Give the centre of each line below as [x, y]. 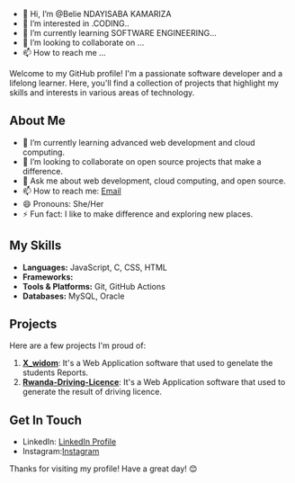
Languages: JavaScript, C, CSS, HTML [95, 267]
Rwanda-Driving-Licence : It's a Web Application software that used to [154, 382]
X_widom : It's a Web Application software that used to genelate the [147, 363]
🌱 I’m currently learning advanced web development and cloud [139, 142]
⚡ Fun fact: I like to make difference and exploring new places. [138, 214]
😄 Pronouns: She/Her [63, 203]
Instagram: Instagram [61, 452]
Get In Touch [46, 420]
